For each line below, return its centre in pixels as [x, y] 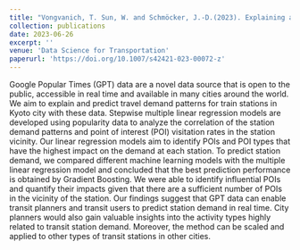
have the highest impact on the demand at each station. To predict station [145, 151]
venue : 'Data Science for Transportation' [89, 51]
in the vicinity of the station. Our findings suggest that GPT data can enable [148, 198]
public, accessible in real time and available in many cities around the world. [149, 94]
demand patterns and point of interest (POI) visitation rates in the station [142, 132]
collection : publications [57, 26]
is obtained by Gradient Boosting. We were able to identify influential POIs [145, 179]
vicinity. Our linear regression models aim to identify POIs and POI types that [150, 141]
